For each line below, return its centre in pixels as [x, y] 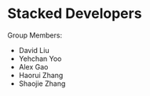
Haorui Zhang [41, 75]
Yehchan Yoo [40, 59]
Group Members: [35, 35]
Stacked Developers [75, 14]
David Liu [34, 50]
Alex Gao [33, 66]
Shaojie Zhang [42, 84]
